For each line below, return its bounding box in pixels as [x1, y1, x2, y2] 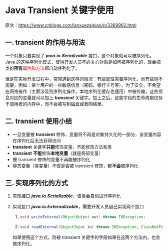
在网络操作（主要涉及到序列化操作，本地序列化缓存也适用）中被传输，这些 [5, 88, 158, 94]
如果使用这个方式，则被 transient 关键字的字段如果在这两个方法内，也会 [12, 234, 160, 240]
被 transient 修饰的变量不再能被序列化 [12, 156, 90, 162]
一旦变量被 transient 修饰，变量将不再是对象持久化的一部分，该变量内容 [12, 131, 161, 137]
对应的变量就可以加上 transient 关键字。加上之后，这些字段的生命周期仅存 [9, 94, 163, 100]
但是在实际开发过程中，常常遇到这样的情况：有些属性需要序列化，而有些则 [5, 76, 158, 82]
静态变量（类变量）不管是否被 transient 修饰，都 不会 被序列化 [12, 163, 138, 169]
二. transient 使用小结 [5, 117, 72, 125]
